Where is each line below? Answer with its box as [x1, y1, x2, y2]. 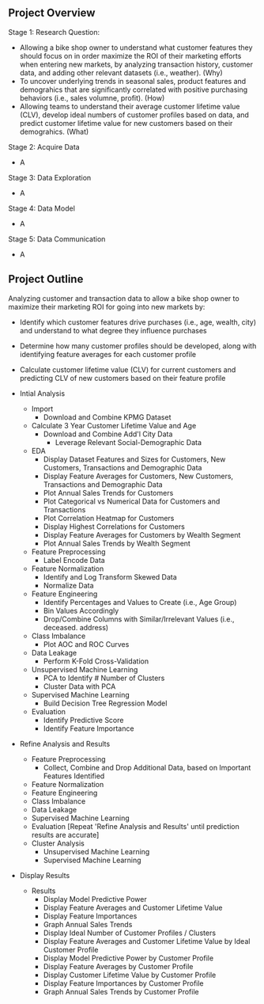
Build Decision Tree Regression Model [43, 698, 168, 708]
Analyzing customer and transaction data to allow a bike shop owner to [8, 293, 239, 303]
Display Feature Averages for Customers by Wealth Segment [43, 530, 241, 539]
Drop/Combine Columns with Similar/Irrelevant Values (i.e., [43, 614, 235, 624]
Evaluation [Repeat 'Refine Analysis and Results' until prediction [31, 821, 239, 831]
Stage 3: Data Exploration [8, 173, 92, 182]
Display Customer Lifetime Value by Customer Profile [43, 970, 217, 979]
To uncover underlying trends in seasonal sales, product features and [19, 76, 247, 86]
